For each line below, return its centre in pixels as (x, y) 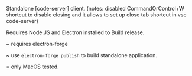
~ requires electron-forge (37, 44)
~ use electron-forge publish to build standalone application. (82, 55)
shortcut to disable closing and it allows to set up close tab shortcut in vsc (96, 15)
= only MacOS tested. (32, 67)
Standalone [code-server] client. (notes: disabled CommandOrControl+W (95, 9)
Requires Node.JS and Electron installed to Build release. (75, 32)
